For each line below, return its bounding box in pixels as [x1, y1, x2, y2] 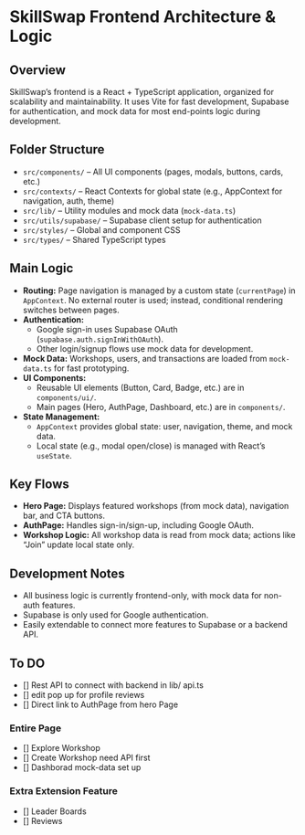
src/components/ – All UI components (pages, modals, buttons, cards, [22, 166, 284, 177]
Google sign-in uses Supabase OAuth [36, 323, 178, 334]
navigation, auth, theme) [22, 195, 115, 206]
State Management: [22, 411, 100, 422]
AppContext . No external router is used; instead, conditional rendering [22, 294, 283, 305]
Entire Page [9, 722, 62, 735]
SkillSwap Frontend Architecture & [9, 6, 277, 27]
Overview [9, 62, 67, 78]
